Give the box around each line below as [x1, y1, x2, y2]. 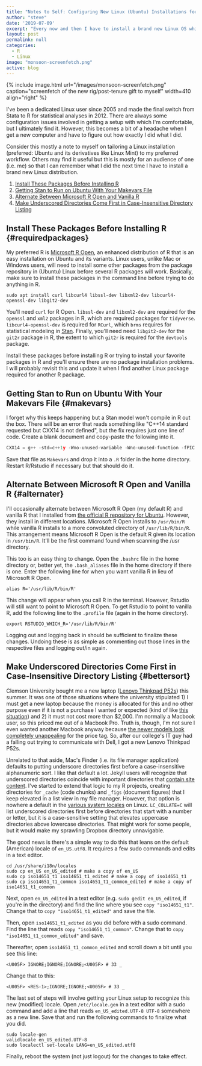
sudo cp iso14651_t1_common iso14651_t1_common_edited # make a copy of [6, 879, 192, 885]
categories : [6, 43, 36, 49]
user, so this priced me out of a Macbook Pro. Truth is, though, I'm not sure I [6, 719, 195, 726]
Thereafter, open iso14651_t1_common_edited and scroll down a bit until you [6, 943, 192, 950]
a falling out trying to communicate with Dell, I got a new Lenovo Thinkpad [6, 738, 191, 746]
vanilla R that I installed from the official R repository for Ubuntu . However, [6, 511, 190, 519]
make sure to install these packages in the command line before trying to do [6, 275, 195, 282]
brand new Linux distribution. [6, 169, 79, 176]
